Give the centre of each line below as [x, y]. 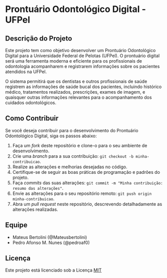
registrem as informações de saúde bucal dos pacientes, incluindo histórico [83, 87]
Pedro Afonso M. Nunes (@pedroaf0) [51, 242]
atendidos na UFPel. [26, 72]
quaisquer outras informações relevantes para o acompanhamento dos [78, 97]
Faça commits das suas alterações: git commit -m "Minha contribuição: [88, 183]
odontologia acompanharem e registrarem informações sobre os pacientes [82, 66]
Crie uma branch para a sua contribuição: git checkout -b [73, 156]
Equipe [16, 225]
